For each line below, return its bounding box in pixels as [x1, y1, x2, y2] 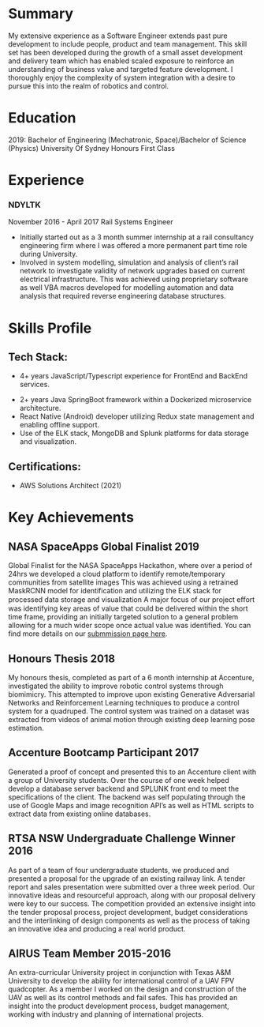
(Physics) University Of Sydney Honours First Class [8, 143, 176, 152]
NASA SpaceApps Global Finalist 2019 [8, 540, 199, 553]
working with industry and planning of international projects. [8, 1010, 204, 1019]
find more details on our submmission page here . [8, 629, 168, 638]
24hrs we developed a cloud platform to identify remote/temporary [8, 570, 226, 579]
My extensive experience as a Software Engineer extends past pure [8, 31, 229, 40]
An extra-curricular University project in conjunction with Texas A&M [8, 968, 232, 977]
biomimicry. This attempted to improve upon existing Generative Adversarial [8, 689, 255, 699]
